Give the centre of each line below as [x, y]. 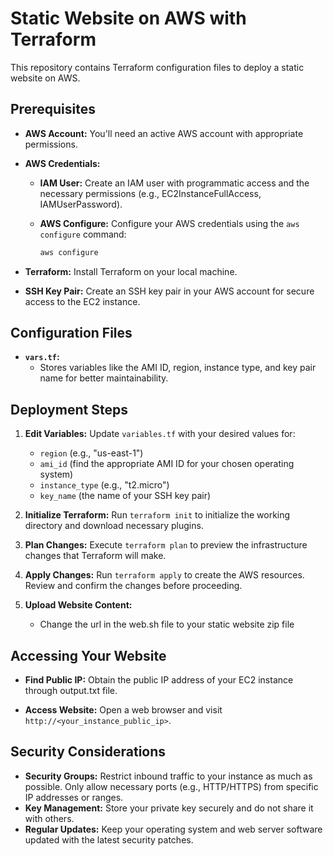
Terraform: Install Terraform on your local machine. [131, 271]
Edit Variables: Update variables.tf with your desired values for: [160, 434]
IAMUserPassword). [81, 204]
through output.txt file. [71, 691]
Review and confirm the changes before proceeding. [133, 586]
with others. [49, 818]
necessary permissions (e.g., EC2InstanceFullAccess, [150, 193]
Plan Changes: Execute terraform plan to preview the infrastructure [166, 545]
